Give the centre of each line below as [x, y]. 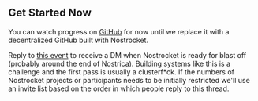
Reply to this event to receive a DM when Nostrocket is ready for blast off [127, 55]
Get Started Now [50, 13]
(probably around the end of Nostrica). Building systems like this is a [120, 63]
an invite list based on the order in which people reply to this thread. [119, 88]
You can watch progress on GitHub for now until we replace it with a [119, 31]
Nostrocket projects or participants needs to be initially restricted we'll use [129, 80]
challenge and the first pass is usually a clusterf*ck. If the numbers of [122, 72]
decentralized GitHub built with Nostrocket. [78, 40]
